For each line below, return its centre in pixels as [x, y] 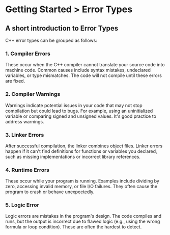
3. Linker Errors [25, 135]
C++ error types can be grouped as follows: [51, 40]
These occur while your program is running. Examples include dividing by [82, 181]
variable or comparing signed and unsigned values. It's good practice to [81, 116]
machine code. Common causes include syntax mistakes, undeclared [78, 70]
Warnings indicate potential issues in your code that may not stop [74, 105]
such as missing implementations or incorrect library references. [73, 156]
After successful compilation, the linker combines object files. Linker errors [84, 146]
